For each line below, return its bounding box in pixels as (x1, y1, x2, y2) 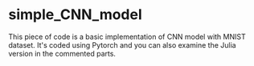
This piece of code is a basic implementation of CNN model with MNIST (8, 32, 247, 41)
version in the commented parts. (8, 49, 117, 58)
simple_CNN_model (8, 6, 142, 24)
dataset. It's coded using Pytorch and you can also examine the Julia (8, 40, 236, 49)
